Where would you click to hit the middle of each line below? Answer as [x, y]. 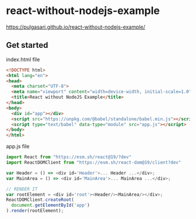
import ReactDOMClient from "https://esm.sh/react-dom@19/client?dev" [94, 162]
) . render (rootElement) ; [35, 211]
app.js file [18, 147]
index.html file [23, 59]
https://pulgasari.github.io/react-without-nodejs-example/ [76, 27]
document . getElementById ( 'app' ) [51, 206]
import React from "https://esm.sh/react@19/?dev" [69, 157]
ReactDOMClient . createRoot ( [40, 200]
